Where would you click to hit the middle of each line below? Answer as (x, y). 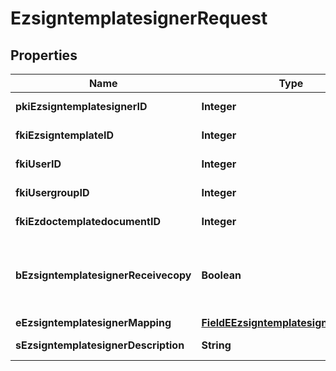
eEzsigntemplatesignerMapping (93, 322)
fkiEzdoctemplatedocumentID (88, 221)
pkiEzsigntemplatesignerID (81, 106)
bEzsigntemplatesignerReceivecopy (103, 275)
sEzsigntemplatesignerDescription (100, 345)
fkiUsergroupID (52, 192)
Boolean (221, 275)
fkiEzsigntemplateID (65, 135)
